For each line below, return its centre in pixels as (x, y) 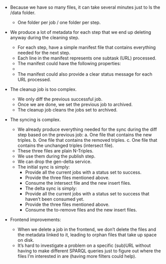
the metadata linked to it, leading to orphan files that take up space (87, 235)
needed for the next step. (44, 53)
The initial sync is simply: (44, 167)
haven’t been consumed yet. (55, 199)
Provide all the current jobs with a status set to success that (87, 194)
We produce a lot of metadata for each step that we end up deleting (80, 32)
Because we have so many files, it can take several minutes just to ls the (85, 7)
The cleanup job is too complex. (43, 89)
